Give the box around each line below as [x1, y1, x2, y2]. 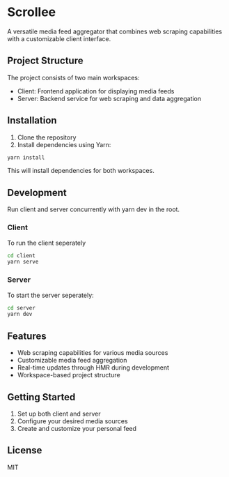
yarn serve [7, 259, 39, 266]
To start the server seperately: [7, 291, 94, 299]
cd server [7, 304, 36, 311]
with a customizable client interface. [7, 34, 111, 43]
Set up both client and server [17, 409, 101, 418]
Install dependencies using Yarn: [17, 140, 111, 149]
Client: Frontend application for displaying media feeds [17, 86, 175, 95]
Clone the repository [17, 133, 77, 142]
